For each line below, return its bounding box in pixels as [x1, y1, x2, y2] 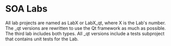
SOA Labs [5, 3, 47, 15]
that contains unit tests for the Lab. [5, 36, 79, 42]
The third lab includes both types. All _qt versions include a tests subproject [5, 30, 165, 36]
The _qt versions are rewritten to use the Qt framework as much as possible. [5, 25, 166, 31]
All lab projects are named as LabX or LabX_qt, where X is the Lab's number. [5, 20, 166, 26]
